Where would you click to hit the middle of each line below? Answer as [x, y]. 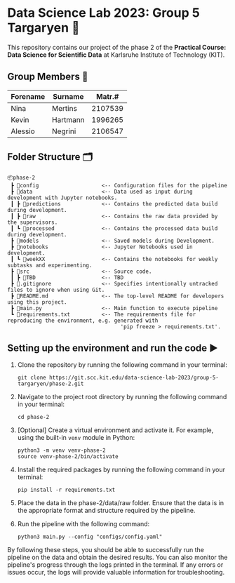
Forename [28, 96]
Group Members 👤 [48, 77]
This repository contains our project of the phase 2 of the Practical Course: [117, 47]
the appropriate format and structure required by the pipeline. [106, 511]
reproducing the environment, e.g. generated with [83, 321]
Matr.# [107, 96]
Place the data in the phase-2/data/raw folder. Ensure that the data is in [121, 503]
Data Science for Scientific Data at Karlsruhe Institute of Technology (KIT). [116, 55]
